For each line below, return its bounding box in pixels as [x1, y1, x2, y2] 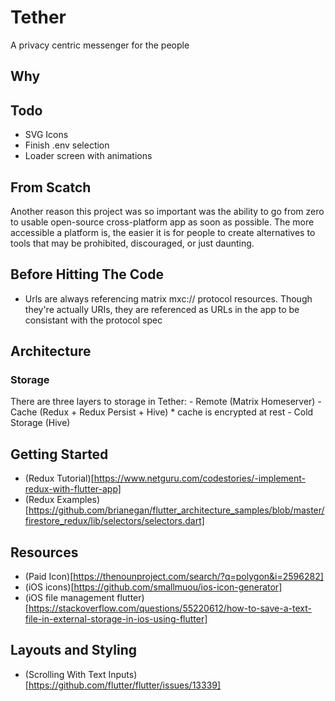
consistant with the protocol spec [24, 314, 163, 326]
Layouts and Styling [10, 642, 137, 659]
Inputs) [108, 668, 138, 680]
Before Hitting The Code [10, 266, 164, 283]
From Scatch [10, 179, 92, 196]
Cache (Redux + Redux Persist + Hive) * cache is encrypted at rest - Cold [10, 406, 314, 418]
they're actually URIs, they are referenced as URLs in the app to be [24, 303, 300, 315]
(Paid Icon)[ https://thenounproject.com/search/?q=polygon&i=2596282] [24, 571, 324, 583]
